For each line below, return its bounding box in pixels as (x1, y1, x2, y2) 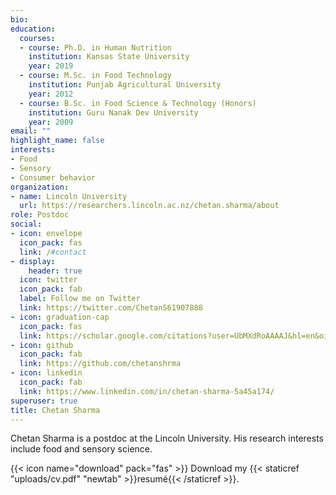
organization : (10, 182, 70, 192)
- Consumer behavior (10, 172, 97, 183)
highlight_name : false (10, 136, 105, 146)
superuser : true (10, 396, 78, 406)
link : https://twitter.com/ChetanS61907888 (19, 303, 203, 313)
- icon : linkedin (10, 368, 83, 378)
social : (10, 219, 43, 230)
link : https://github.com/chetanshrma (19, 359, 182, 369)
